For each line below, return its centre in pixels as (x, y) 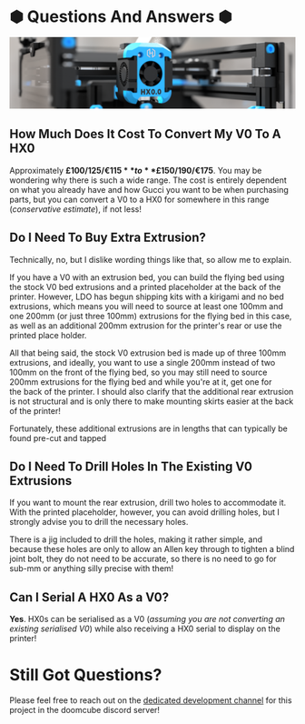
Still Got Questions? (86, 675)
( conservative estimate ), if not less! (76, 209)
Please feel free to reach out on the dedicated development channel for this (151, 700)
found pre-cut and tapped (58, 437)
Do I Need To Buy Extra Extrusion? (108, 238)
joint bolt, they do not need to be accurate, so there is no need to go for (143, 559)
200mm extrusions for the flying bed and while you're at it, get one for (141, 382)
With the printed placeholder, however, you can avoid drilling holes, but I (144, 512)
